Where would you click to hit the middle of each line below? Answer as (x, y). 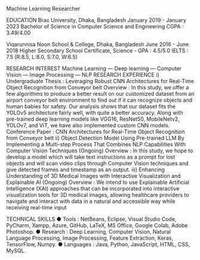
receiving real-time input (36, 207)
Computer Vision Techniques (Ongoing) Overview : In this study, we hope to (100, 151)
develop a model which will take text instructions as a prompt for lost (91, 157)
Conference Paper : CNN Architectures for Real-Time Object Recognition (96, 131)
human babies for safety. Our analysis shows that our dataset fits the (91, 106)
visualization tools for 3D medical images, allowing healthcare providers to (98, 195)
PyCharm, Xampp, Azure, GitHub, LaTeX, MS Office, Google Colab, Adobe (97, 225)
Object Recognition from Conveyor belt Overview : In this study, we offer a (98, 87)
